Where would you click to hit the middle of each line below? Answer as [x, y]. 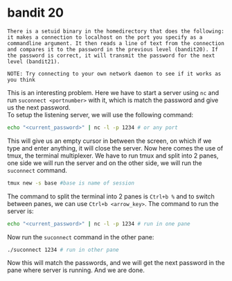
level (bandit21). [34, 61]
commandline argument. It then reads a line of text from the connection [116, 43]
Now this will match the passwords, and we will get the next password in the [116, 263]
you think [21, 80]
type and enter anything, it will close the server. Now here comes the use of [115, 148]
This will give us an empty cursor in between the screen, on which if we [109, 141]
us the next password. [39, 107]
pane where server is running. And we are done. [76, 270]
